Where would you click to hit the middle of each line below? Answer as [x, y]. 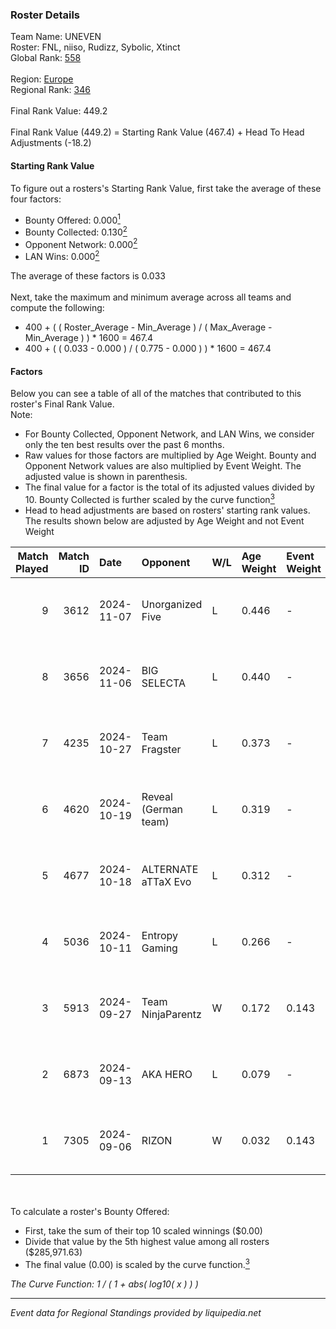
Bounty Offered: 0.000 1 [72, 219]
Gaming [159, 948]
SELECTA [164, 683]
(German [162, 809]
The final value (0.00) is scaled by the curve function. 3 [137, 1263]
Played [32, 568]
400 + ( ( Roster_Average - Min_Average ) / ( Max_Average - [148, 327]
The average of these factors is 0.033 [88, 276]
